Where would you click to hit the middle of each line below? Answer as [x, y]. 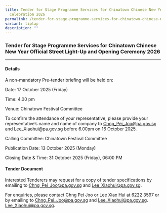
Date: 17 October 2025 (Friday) [37, 89]
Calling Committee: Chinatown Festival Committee [56, 138]
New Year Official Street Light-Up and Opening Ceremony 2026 [83, 52]
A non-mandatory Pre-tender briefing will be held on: [59, 80]
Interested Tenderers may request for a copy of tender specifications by [79, 180]
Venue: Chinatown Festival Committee [44, 108]
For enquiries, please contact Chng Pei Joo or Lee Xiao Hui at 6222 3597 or [82, 195]
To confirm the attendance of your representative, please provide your [77, 118]
